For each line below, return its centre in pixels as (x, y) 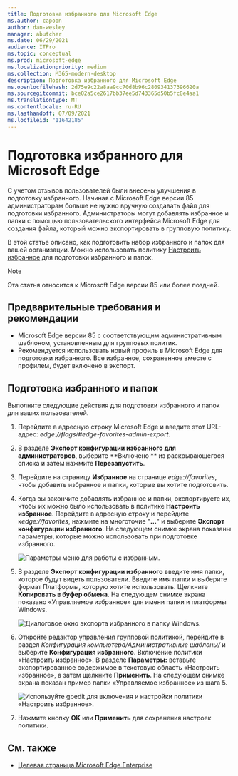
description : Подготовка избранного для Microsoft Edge (92, 80)
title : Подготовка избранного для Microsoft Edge (83, 14)
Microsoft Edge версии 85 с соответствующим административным (120, 335)
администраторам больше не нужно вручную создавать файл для (109, 205)
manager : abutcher (35, 34)
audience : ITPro (31, 47)
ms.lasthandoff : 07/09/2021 (49, 113)
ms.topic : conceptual (40, 54)
